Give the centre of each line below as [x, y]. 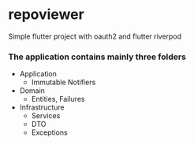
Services [46, 116]
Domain [32, 91]
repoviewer [46, 15]
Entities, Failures [58, 99]
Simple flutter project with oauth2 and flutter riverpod [95, 36]
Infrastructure [42, 107]
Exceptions [50, 132]
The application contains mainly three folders [97, 57]
